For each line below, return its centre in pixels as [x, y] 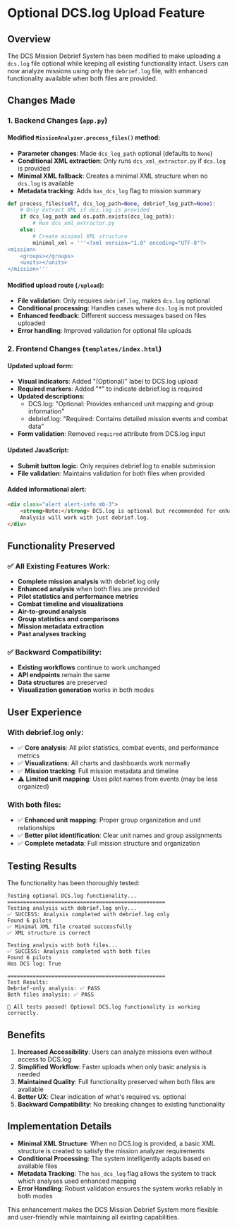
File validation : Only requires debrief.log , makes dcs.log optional [114, 300]
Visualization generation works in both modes [86, 690]
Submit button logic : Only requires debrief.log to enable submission [116, 466]
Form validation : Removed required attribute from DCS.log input [111, 434]
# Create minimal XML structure [80, 236]
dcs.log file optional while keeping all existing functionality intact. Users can [118, 63]
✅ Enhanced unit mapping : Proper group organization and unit [109, 820]
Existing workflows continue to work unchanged [89, 667]
